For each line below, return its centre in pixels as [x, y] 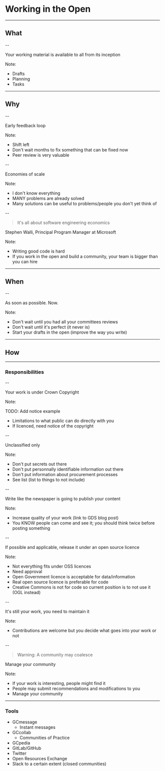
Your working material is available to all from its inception [63, 55]
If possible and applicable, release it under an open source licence [72, 547]
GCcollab [22, 732]
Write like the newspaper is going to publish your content [63, 499]
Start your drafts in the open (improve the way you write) [69, 332]
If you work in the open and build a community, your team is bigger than [85, 256]
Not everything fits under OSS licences [52, 567]
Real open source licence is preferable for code [60, 582]
